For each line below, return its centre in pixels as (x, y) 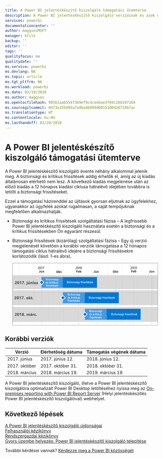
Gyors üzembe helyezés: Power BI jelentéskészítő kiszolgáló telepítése (76, 441)
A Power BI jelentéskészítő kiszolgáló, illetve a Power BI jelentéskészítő (76, 383)
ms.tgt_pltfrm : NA (24, 82)
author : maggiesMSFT (26, 31)
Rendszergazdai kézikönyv (32, 436)
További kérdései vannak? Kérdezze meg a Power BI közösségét (70, 451)
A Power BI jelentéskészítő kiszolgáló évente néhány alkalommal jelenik (76, 171)
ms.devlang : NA (20, 72)
